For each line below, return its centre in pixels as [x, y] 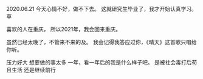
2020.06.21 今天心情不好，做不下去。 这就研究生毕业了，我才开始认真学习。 [102, 9]
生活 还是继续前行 [33, 70]
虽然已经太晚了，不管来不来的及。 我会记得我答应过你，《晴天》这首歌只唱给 [101, 42]
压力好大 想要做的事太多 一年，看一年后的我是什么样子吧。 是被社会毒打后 [99, 62]
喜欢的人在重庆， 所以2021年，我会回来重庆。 [64, 29]
